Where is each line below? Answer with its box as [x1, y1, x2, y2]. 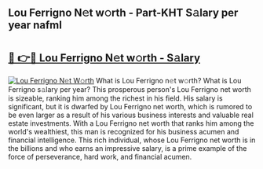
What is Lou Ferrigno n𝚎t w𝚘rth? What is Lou [95, 76, 242, 85]
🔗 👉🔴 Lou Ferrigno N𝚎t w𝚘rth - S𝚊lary [8, 51, 201, 64]
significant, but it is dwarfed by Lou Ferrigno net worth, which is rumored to [8, 102, 253, 111]
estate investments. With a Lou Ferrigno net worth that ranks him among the [8, 119, 254, 128]
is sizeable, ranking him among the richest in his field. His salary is [8, 94, 223, 103]
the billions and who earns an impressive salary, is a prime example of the [8, 144, 247, 152]
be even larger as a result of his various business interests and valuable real [8, 110, 254, 119]
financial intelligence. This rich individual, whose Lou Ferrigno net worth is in [8, 135, 256, 145]
